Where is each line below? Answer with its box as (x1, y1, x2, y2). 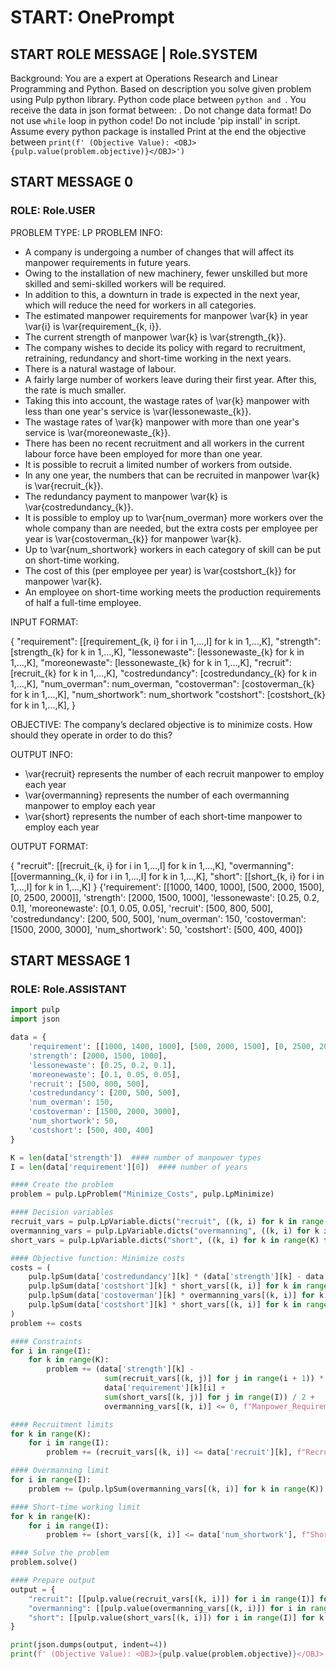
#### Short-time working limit (10, 1502, 141, 1512)
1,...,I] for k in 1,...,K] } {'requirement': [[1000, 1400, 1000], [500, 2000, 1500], (10, 881, 325, 893)
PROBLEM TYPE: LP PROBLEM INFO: (10, 226, 163, 238)
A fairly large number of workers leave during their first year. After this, (24, 373, 317, 385)
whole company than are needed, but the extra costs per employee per (24, 522, 318, 534)
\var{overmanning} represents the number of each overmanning (24, 789, 290, 801)
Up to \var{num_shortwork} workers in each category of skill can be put (24, 543, 322, 555)
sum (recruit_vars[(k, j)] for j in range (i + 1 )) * (104, 1374, 325, 1384)
